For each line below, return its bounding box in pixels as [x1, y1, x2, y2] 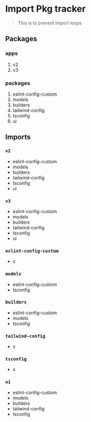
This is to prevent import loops [17, 20, 82, 26]
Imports [5, 133, 31, 141]
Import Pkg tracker [5, 3, 86, 15]
